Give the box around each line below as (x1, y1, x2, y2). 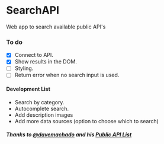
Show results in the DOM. (14, 58, 77, 65)
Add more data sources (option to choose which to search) (14, 117, 159, 124)
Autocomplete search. (14, 105, 69, 112)
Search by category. (14, 98, 65, 105)
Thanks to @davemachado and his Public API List (6, 131, 132, 138)
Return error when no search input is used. (14, 72, 120, 79)
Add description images (14, 111, 73, 119)
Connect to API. (14, 52, 53, 59)
